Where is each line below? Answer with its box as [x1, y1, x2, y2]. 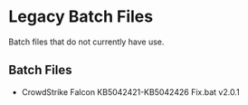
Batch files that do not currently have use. [8, 36, 165, 47]
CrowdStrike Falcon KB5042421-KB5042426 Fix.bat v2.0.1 [21, 86, 241, 97]
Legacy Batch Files [8, 6, 154, 27]
